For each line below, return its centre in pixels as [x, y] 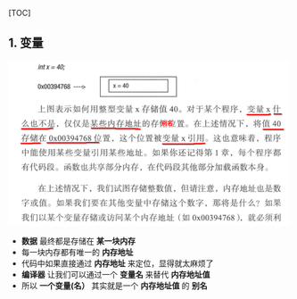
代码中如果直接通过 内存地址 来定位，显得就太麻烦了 [117, 263]
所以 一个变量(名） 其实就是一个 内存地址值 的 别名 [114, 286]
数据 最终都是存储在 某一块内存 [78, 241]
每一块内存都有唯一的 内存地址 [77, 253]
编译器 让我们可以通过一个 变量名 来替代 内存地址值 [115, 275]
